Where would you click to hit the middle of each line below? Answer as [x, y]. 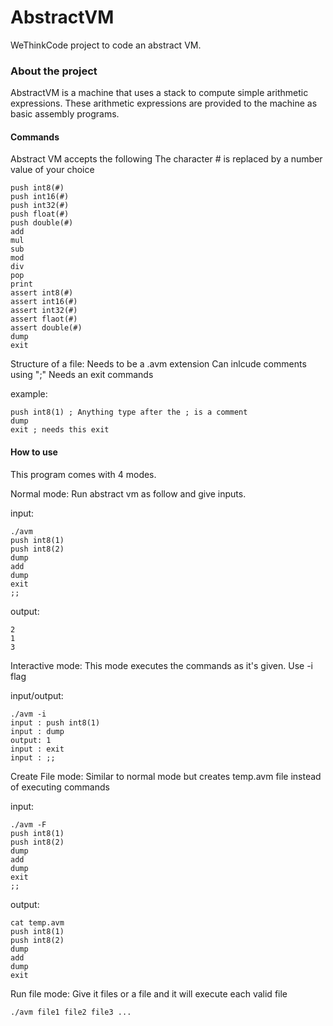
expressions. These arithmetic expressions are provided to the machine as [164, 103]
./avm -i [28, 714]
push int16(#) [40, 197]
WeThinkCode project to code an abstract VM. [106, 45]
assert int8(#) [42, 293]
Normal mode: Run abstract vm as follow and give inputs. [128, 493]
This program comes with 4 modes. [83, 474]
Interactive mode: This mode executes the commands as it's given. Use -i [162, 665]
